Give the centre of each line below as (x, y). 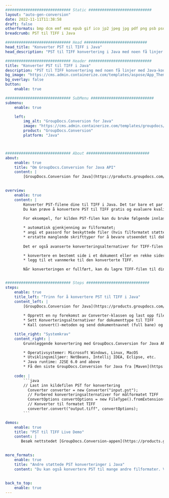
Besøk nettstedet (39, 442)
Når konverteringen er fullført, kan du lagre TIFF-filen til (90, 269)
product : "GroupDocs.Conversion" (58, 131)
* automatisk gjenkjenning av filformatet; (69, 228)
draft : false (19, 24)
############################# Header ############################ (78, 61)
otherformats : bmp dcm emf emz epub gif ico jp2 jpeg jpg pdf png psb (81, 29)
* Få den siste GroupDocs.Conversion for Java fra (77, 367)
